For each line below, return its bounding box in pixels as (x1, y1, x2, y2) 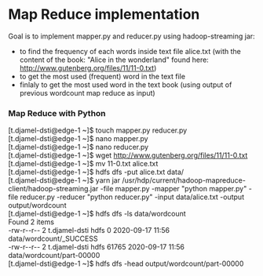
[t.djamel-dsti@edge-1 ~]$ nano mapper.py (8, 134, 148, 143)
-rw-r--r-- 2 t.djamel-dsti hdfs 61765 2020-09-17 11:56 (8, 242, 185, 252)
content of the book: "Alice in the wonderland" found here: (19, 55, 210, 64)
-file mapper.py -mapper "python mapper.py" (100, 184, 247, 194)
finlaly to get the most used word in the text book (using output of (19, 80, 232, 89)
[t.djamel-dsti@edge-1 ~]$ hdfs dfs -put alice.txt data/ (8, 167, 184, 177)
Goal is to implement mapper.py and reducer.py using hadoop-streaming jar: (8, 31, 255, 41)
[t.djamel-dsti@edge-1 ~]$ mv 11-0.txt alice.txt (8, 159, 159, 169)
